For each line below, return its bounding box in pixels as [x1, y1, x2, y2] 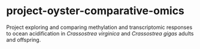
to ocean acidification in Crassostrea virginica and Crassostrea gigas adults [6, 30, 194, 37]
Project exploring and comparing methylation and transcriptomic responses [6, 24, 193, 31]
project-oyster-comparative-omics [6, 4, 184, 18]
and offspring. [6, 36, 41, 43]
